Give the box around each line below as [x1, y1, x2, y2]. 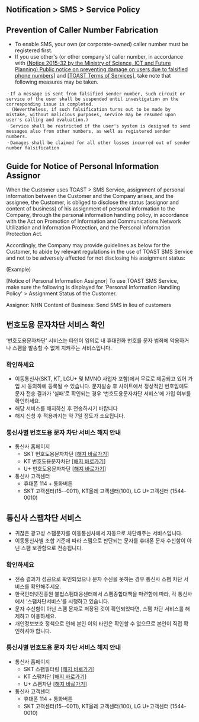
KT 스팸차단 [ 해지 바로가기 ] [23, 673, 87, 680]
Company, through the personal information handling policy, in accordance [6, 212, 189, 219]
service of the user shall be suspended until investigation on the [6, 96, 179, 103]
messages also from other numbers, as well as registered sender [6, 129, 171, 135]
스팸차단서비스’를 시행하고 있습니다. [27, 598, 110, 605]
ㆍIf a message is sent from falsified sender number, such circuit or [6, 91, 185, 97]
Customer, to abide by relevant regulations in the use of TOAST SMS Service [6, 248, 193, 255]
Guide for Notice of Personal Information [6, 161, 159, 171]
